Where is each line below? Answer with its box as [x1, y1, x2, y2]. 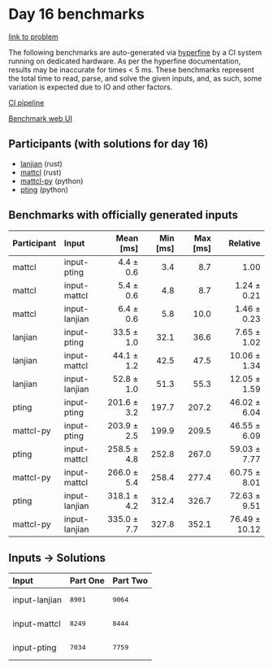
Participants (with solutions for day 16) [8, 137, 209, 151]
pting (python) [19, 185, 69, 194]
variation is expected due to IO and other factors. [8, 82, 173, 92]
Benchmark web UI [8, 113, 73, 123]
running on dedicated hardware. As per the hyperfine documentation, [8, 56, 241, 66]
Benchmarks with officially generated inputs [8, 208, 238, 222]
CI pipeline [8, 98, 45, 107]
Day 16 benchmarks [8, 5, 145, 24]
